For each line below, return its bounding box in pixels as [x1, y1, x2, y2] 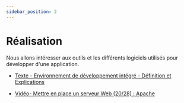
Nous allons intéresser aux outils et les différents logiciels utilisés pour [6, 54, 178, 61]
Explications [14, 78, 45, 85]
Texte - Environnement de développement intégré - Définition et [14, 72, 172, 79]
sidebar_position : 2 [6, 8, 58, 15]
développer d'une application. [6, 60, 80, 67]
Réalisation [6, 34, 62, 48]
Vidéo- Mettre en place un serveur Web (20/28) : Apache [14, 90, 156, 97]
